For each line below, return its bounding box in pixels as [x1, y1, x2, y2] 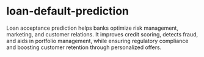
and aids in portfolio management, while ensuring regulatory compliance [6, 37, 189, 44]
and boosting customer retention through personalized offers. [6, 44, 162, 51]
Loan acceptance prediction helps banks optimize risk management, [6, 24, 179, 32]
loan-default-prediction [6, 4, 129, 18]
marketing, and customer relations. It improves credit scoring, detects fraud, [6, 30, 199, 38]
